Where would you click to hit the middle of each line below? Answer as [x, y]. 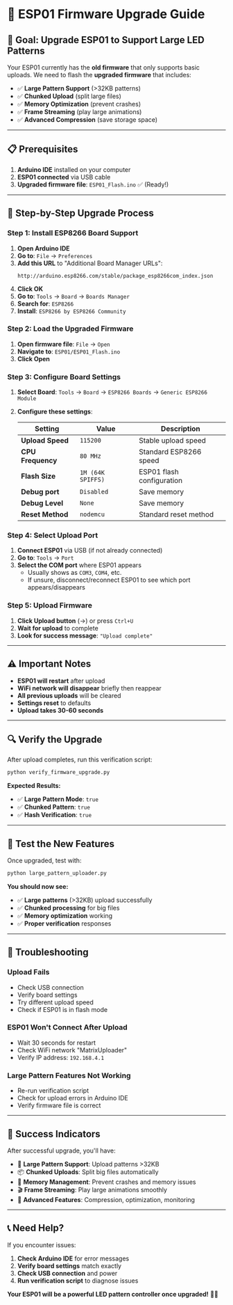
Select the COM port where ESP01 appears [79, 565]
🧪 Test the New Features [61, 844]
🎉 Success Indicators [54, 1134]
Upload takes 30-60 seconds [60, 710]
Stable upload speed [172, 441]
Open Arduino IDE [44, 248]
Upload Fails [28, 972]
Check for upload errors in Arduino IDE [72, 1098]
